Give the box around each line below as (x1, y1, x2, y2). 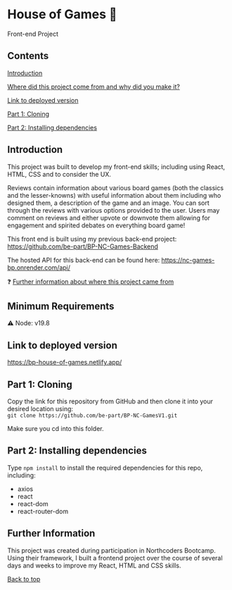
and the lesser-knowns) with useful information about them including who (7, 191, 221, 199)
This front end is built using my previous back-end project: (7, 234, 177, 243)
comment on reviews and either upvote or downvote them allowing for (7, 213, 211, 222)
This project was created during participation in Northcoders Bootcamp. (7, 546, 216, 555)
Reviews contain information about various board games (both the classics (7, 183, 224, 192)
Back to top (7, 575, 41, 583)
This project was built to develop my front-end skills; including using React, (7, 162, 226, 171)
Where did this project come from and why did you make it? (7, 82, 181, 91)
